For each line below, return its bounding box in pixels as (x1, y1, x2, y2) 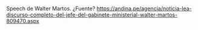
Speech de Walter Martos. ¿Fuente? (6, 5, 96, 12)
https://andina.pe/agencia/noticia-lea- (96, 5, 192, 12)
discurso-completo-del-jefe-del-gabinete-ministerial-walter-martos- (6, 11, 177, 18)
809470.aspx (6, 18, 39, 24)
